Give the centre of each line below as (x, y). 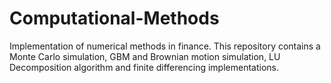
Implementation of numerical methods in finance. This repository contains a (165, 46)
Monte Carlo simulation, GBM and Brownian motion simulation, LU (145, 56)
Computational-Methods (114, 18)
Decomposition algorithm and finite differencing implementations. (144, 67)
